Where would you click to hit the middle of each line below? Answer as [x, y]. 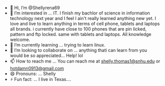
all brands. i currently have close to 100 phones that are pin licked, [78, 29]
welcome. [20, 39]
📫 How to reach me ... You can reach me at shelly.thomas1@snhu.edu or [85, 61]
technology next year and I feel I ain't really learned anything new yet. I [83, 18]
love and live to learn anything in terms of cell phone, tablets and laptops [85, 23]
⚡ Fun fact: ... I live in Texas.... [40, 79]
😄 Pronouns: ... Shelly [33, 73]
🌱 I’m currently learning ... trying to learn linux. [58, 45]
